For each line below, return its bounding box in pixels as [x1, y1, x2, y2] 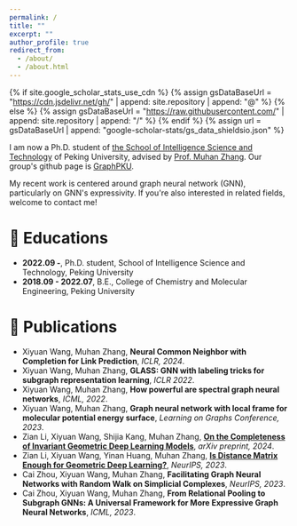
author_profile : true [9, 37, 90, 47]
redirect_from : [9, 46, 66, 55]
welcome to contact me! [9, 196, 98, 207]
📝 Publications [9, 317, 118, 337]
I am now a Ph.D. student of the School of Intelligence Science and [9, 141, 253, 152]
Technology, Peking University [21, 267, 134, 277]
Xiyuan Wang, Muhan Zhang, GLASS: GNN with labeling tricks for [21, 365, 265, 376]
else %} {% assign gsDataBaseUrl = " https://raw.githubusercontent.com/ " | [9, 106, 285, 116]
